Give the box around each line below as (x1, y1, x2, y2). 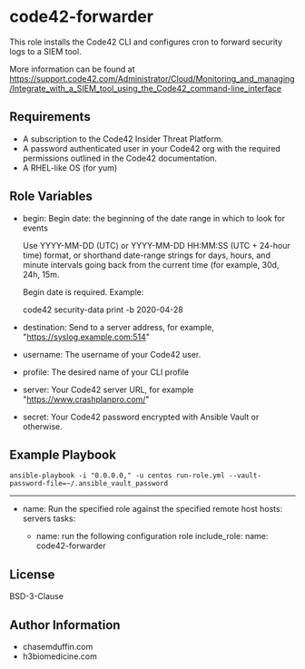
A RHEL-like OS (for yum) (22, 162, 118, 173)
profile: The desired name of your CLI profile (22, 366, 189, 378)
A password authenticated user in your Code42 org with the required (22, 143, 281, 153)
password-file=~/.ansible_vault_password (9, 479, 169, 488)
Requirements (9, 109, 91, 124)
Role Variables (9, 189, 93, 204)
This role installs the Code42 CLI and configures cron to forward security (9, 36, 283, 47)
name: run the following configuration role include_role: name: (35, 531, 269, 542)
